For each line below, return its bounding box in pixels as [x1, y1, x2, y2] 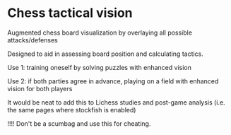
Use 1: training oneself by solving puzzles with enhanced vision [7, 63, 192, 71]
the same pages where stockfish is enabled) [7, 105, 136, 114]
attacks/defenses [7, 35, 58, 44]
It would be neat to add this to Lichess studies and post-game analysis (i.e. [7, 98, 225, 107]
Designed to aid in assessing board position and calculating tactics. [7, 49, 203, 58]
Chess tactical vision [7, 5, 133, 21]
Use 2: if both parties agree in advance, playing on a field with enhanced [7, 76, 219, 86]
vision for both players [7, 84, 73, 93]
